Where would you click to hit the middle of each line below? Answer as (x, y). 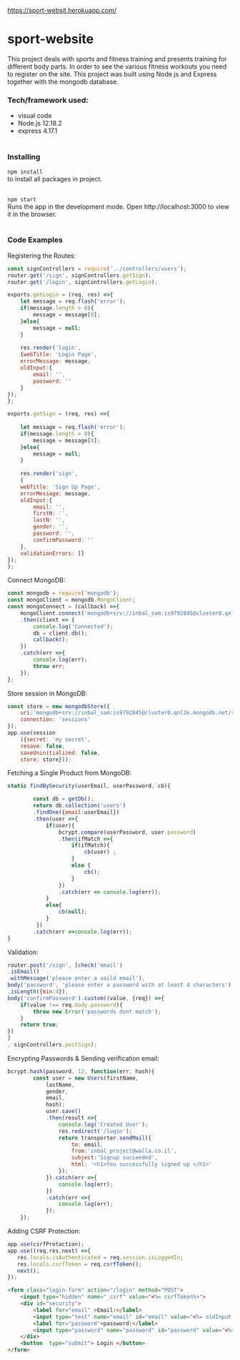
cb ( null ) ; (73, 912)
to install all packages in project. (55, 178)
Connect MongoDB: (36, 580)
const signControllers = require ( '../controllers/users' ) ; (97, 268)
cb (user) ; (100, 852)
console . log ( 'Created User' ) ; (103, 1124)
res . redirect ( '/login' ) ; (95, 1131)
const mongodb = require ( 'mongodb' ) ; (64, 593)
